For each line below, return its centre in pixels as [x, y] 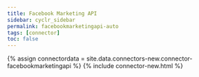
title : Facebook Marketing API [52, 13]
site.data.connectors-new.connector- [139, 58]
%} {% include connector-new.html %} [127, 66]
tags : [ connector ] [34, 33]
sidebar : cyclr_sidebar [41, 20]
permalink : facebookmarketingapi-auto [63, 26]
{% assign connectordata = [46, 58]
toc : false [23, 39]
